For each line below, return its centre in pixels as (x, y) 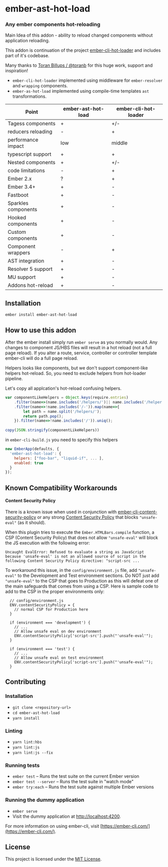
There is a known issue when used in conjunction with (61, 512)
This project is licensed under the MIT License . (53, 859)
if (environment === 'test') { (42, 649)
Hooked (17, 218)
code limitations (26, 171)
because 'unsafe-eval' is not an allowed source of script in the (76, 556)
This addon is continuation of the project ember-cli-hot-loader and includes (83, 50)
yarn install (26, 718)
